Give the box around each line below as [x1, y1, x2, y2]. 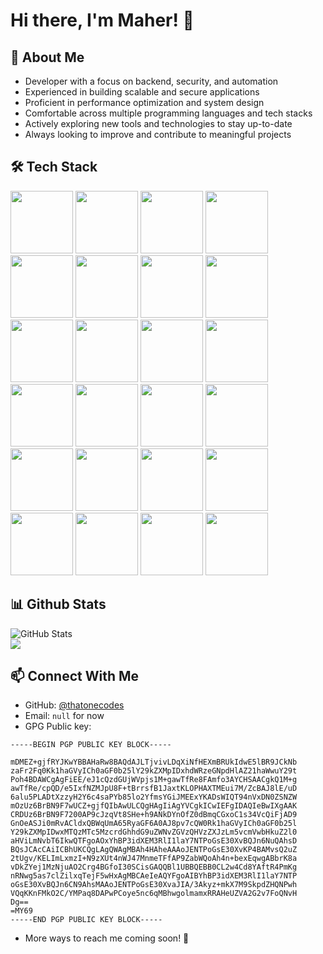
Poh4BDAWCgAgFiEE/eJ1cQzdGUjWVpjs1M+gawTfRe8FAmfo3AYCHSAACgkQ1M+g [10, 775, 298, 785]
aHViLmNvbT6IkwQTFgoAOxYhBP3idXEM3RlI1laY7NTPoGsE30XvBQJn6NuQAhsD [10, 836, 298, 846]
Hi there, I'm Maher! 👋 [10, 9, 195, 32]
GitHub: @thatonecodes [24, 699, 125, 711]
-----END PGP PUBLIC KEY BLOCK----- [10, 915, 163, 925]
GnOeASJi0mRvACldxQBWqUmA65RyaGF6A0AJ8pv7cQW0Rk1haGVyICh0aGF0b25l [10, 819, 298, 829]
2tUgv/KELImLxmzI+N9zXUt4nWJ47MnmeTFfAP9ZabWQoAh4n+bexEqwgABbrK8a [10, 854, 298, 864]
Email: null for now [24, 710, 105, 722]
